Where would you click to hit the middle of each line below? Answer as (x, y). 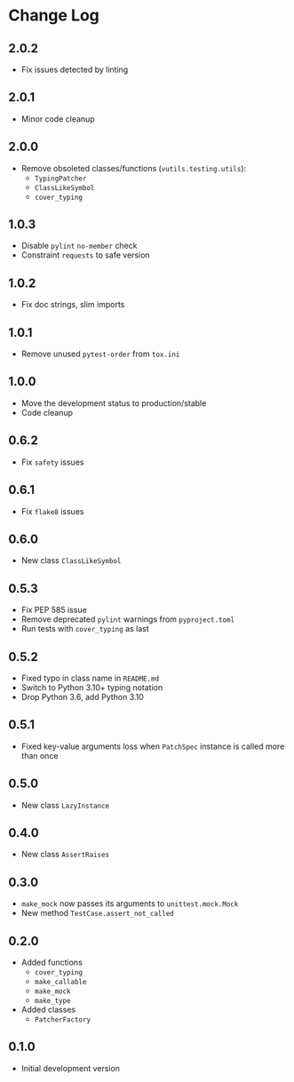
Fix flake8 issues (52, 511)
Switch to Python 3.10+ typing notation (92, 687)
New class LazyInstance (65, 805)
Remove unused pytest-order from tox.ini (100, 354)
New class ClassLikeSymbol (71, 561)
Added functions (52, 962)
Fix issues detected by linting (75, 69)
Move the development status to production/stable (114, 403)
